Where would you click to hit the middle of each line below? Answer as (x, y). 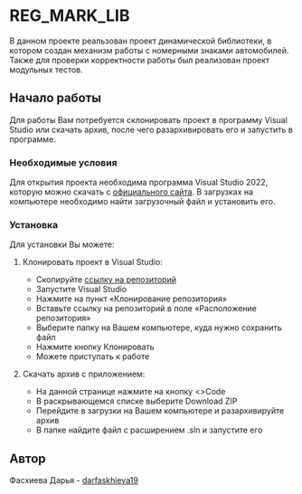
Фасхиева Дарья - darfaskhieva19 (74, 480)
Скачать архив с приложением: (84, 374)
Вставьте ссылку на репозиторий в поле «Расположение (146, 309)
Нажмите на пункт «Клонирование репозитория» (132, 299)
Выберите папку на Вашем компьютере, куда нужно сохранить (159, 328)
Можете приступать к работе (93, 356)
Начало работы (56, 98)
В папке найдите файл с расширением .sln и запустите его (149, 430)
